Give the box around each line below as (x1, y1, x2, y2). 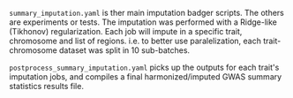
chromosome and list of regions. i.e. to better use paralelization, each (9, 35, 262, 46)
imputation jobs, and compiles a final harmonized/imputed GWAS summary (9, 72, 282, 82)
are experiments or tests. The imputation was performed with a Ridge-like (9, 17, 278, 27)
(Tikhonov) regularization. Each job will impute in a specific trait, (9, 26, 243, 36)
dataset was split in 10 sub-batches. (58, 45, 191, 56)
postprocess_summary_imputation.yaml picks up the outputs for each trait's (9, 62, 280, 72)
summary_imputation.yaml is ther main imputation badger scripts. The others (9, 8, 285, 18)
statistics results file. (9, 81, 84, 91)
